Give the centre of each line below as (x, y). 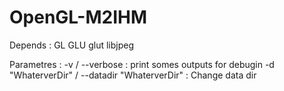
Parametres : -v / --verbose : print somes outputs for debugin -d (142, 64)
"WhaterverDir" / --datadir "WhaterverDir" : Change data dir (133, 75)
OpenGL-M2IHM (78, 17)
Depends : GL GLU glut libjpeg (71, 45)
